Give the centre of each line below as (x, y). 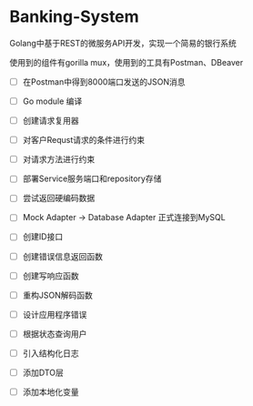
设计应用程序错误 (55, 314)
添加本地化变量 (51, 391)
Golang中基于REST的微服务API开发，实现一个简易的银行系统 (123, 43)
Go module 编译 (52, 101)
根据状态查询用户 (55, 333)
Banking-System (74, 17)
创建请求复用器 (51, 121)
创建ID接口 (43, 237)
